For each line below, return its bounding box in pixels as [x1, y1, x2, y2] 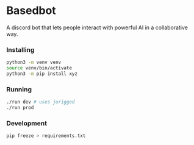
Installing [6, 45, 35, 54]
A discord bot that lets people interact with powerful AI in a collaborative [6, 24, 188, 31]
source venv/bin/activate [6, 65, 72, 71]
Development [6, 119, 48, 127]
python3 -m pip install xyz [6, 71, 78, 77]
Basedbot [6, 4, 56, 18]
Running [6, 85, 32, 93]
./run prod [6, 105, 34, 111]
